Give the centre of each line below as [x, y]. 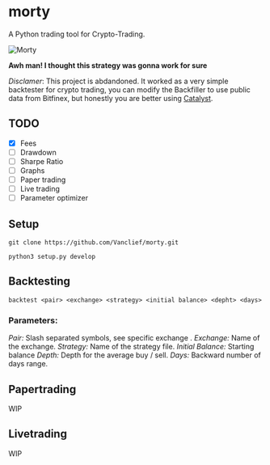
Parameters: [33, 320]
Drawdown [38, 152]
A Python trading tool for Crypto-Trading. [77, 34]
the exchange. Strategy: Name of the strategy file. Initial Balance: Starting [131, 347]
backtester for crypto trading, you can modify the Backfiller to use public [129, 89]
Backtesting [40, 281]
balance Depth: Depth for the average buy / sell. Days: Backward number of [135, 355]
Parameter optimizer [54, 198]
